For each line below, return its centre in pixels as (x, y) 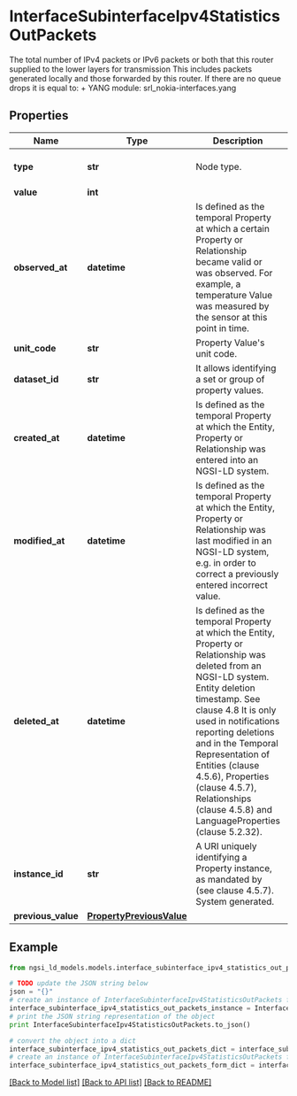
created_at (37, 437)
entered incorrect (232, 584)
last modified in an (234, 540)
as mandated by (229, 879)
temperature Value (234, 295)
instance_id (38, 874)
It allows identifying (236, 367)
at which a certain (232, 228)
